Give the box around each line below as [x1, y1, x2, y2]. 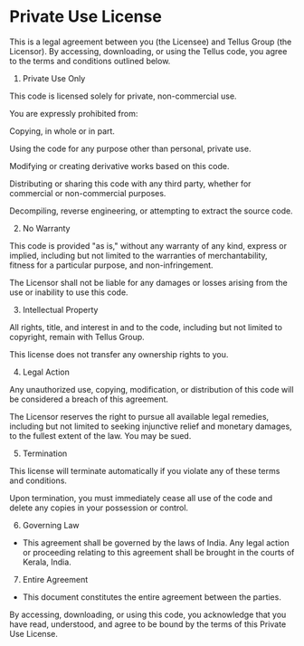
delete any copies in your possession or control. [9, 502, 188, 513]
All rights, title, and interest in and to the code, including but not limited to [9, 321, 283, 332]
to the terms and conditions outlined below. [9, 55, 171, 66]
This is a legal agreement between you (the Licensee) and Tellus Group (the [9, 36, 292, 47]
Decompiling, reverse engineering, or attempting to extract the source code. [9, 205, 293, 216]
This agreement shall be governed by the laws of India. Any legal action [22, 537, 290, 548]
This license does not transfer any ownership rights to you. [9, 348, 229, 359]
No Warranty [22, 223, 71, 233]
